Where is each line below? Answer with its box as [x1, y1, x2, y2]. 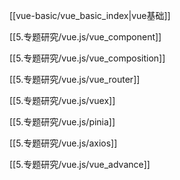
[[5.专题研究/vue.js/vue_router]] [9, 74, 141, 85]
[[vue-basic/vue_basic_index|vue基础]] [9, 10, 171, 21]
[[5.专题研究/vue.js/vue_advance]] [9, 159, 151, 170]
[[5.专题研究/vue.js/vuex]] [9, 95, 116, 106]
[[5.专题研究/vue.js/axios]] [9, 137, 118, 149]
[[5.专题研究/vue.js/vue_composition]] [9, 52, 166, 64]
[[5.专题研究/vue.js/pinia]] [9, 116, 116, 128]
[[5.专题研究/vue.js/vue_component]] [9, 31, 162, 43]
